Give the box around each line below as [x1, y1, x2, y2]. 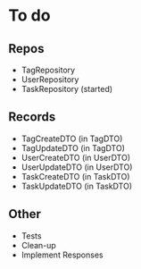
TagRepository [21, 64, 76, 75]
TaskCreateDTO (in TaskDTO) [21, 171, 130, 181]
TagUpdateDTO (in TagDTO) [21, 142, 126, 153]
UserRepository [21, 74, 79, 85]
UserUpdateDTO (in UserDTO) [21, 162, 133, 172]
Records [8, 109, 56, 125]
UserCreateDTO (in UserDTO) [21, 152, 131, 163]
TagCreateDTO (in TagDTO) [21, 133, 123, 144]
